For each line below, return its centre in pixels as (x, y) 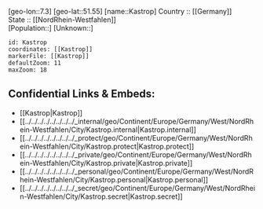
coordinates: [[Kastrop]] (50, 49)
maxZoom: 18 (27, 70)
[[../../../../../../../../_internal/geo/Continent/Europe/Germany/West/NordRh (137, 121)
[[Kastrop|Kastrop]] (51, 112)
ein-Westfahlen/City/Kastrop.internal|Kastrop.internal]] (108, 130)
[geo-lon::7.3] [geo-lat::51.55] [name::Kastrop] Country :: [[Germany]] (120, 11)
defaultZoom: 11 (35, 63)
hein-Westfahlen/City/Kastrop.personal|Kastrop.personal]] (114, 179)
